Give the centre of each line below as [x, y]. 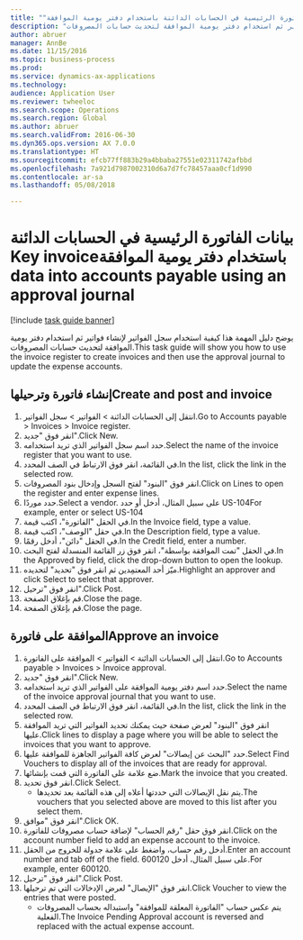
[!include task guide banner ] [62, 320]
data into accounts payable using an [148, 276]
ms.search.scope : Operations [65, 110]
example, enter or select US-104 [83, 512]
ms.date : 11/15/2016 [49, 51]
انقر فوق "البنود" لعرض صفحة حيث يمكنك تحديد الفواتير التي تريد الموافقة [146, 725]
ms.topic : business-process [63, 59]
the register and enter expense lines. [91, 493]
